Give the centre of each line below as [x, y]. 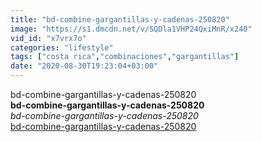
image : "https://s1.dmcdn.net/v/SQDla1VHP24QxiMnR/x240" [131, 29]
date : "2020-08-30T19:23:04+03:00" [84, 66]
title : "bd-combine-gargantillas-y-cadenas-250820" [120, 19]
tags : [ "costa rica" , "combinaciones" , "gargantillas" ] [125, 57]
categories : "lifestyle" [62, 47]
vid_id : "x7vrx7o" [48, 38]
